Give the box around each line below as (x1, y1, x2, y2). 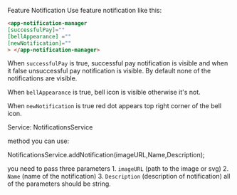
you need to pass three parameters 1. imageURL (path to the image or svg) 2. (7, 164, 229, 173)
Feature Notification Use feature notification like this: (7, 6, 162, 14)
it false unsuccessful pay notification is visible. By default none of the (7, 67, 211, 75)
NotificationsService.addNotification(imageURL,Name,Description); (7, 151, 205, 159)
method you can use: (7, 137, 70, 145)
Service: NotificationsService (7, 123, 93, 132)
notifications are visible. (7, 74, 78, 83)
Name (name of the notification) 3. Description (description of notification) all (7, 172, 231, 181)
